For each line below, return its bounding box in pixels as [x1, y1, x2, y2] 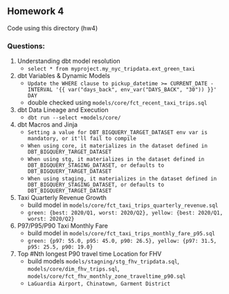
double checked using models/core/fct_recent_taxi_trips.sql [27, 98, 208, 107]
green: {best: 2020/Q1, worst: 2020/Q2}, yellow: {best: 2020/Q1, [27, 210, 223, 217]
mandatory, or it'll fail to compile [27, 135, 137, 143]
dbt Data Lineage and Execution [17, 106, 109, 114]
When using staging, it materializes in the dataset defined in [27, 176, 217, 183]
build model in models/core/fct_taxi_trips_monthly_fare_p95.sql [27, 229, 216, 237]
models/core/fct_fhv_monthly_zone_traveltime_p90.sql [27, 273, 186, 280]
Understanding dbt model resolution [17, 57, 121, 65]
